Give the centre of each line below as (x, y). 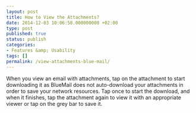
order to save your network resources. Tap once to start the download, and (98, 91)
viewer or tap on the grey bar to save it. (54, 103)
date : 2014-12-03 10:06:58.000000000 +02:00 (62, 23)
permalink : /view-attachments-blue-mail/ (58, 61)
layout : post (22, 12)
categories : (21, 45)
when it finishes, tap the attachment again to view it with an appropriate (94, 97)
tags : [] (17, 56)
